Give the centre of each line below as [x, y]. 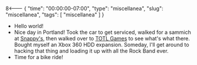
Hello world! [29, 26]
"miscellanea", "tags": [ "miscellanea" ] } [55, 15]
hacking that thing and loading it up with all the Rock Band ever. [91, 51]
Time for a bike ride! [38, 57]
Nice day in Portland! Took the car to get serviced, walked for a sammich [102, 32]
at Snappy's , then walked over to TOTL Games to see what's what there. [102, 38]
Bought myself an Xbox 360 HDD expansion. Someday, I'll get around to [101, 45]
